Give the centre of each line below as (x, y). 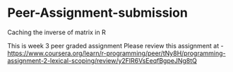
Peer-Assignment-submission (98, 13)
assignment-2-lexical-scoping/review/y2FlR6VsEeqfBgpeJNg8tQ (102, 60)
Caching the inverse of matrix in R (56, 32)
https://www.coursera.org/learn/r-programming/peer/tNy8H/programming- (116, 53)
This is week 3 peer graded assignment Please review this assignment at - (115, 45)
